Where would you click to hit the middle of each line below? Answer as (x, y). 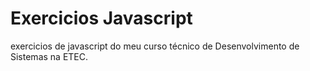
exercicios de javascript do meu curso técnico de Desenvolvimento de (155, 46)
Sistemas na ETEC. (49, 56)
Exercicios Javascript (101, 18)
